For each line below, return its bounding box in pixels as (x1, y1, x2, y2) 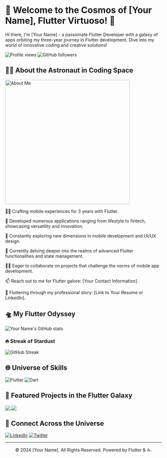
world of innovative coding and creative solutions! (5, 42, 108, 48)
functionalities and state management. (5, 253, 83, 259)
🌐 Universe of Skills (5, 363, 68, 372)
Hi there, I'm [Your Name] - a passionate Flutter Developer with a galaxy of (5, 31, 158, 37)
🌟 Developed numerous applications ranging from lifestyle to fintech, (5, 218, 146, 224)
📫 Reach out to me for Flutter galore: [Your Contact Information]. (5, 278, 139, 284)
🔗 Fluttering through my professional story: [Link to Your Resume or (5, 289, 143, 295)
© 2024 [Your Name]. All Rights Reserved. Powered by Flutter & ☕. (15, 447, 152, 453)
